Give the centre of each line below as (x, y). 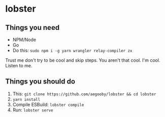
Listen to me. (19, 66)
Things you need (32, 28)
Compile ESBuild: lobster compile (48, 104)
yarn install (26, 99)
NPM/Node (24, 40)
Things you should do (40, 82)
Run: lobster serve (33, 110)
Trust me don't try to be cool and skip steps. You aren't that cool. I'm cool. (83, 60)
